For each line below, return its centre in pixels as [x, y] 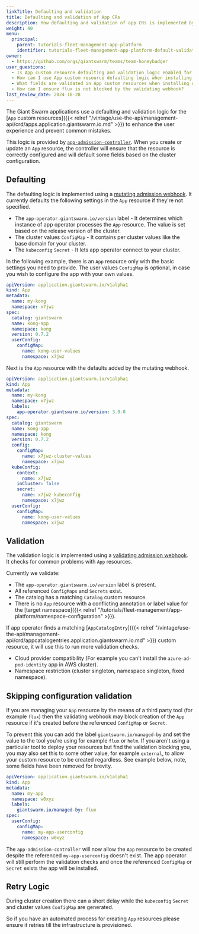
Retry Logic [28, 886]
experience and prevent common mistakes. [59, 130]
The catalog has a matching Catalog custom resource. [81, 597]
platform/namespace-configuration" [59, 617]
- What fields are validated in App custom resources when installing [100, 84]
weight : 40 [20, 28]
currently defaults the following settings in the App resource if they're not [95, 200]
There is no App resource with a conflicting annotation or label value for [101, 603]
